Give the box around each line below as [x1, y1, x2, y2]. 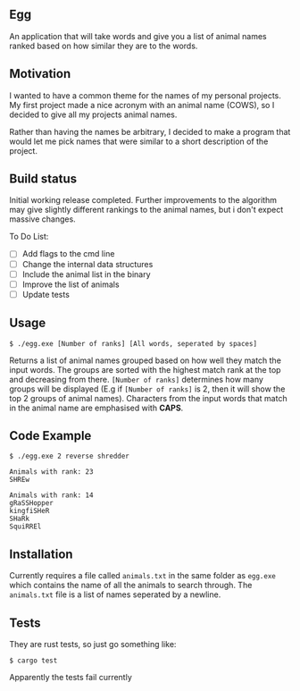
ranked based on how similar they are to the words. [9, 40, 198, 51]
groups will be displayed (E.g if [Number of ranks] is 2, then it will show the [9, 383, 286, 394]
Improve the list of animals [21, 279, 120, 290]
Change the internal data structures [21, 258, 154, 269]
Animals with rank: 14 [9, 491, 94, 500]
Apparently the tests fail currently [9, 672, 132, 682]
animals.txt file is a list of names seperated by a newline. [9, 589, 221, 600]
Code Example [9, 428, 92, 443]
